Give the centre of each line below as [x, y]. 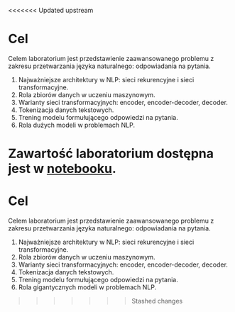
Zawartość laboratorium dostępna [111, 154]
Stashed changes [157, 301]
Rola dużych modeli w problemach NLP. [77, 125]
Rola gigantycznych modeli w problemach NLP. [87, 287]
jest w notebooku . [62, 169]
